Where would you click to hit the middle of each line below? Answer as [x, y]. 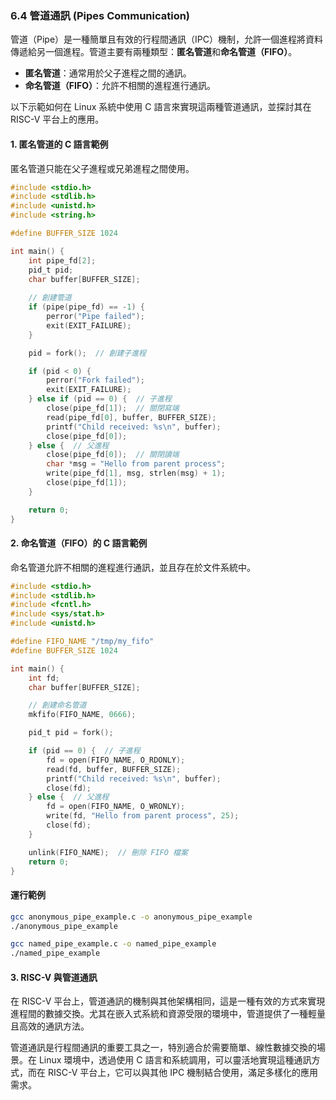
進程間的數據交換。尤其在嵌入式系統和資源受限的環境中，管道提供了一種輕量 [168, 1014]
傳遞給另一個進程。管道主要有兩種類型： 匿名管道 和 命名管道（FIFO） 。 [154, 52]
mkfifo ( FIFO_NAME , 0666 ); [82, 715]
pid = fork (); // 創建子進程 [87, 353]
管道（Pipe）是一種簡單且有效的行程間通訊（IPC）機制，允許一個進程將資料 [166, 39]
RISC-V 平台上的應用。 [57, 119]
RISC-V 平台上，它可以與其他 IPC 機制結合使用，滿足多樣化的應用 [183, 1073]
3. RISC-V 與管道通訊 [54, 977]
